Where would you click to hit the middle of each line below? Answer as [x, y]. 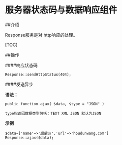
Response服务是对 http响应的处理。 [41, 35]
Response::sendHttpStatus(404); [38, 74]
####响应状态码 [21, 65]
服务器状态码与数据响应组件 [61, 10]
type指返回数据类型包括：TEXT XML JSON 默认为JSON [53, 113]
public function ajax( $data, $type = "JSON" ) [55, 104]
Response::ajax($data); [30, 138]
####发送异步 [19, 84]
